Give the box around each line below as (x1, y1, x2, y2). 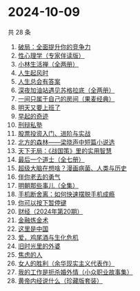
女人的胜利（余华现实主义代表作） (17, 259, 115, 267)
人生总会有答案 (17, 77, 61, 85)
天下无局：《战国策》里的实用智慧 (17, 146, 112, 155)
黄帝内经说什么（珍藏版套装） (17, 276, 103, 285)
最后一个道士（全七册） (17, 155, 85, 164)
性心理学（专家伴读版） (17, 51, 85, 60)
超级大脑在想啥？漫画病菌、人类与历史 (17, 164, 127, 172)
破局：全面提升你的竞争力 (17, 42, 91, 51)
